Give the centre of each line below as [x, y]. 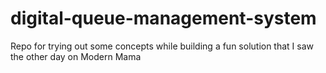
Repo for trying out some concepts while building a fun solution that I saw [162, 46]
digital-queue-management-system [163, 18]
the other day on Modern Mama [76, 56]
